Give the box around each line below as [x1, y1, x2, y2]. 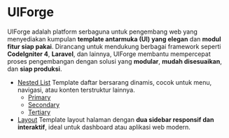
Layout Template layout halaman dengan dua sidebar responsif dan [17, 115, 214, 123]
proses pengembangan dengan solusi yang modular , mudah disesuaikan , [7, 57, 222, 65]
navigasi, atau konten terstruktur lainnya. [17, 85, 135, 94]
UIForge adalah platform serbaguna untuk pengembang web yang [7, 27, 198, 36]
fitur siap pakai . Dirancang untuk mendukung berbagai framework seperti [7, 42, 221, 50]
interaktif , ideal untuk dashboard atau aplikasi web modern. [17, 123, 191, 131]
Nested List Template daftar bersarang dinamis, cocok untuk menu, [17, 78, 212, 86]
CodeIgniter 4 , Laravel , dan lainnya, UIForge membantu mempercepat [7, 50, 211, 58]
